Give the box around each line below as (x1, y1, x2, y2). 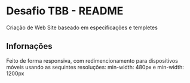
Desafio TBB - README (6, 4, 124, 18)
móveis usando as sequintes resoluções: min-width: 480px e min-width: (6, 63, 184, 70)
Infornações (6, 41, 53, 51)
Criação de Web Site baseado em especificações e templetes (6, 24, 158, 31)
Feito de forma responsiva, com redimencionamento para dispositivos (6, 57, 178, 64)
